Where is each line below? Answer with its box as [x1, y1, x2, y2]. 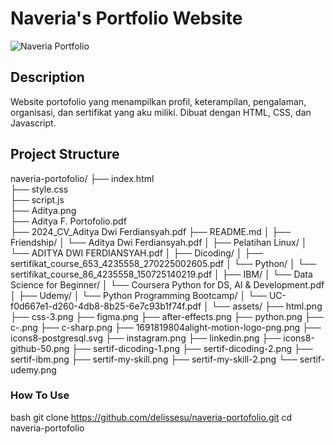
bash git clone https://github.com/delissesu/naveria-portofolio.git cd [10, 411, 292, 423]
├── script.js [10, 193, 65, 206]
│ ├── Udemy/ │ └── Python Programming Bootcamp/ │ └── [10, 289, 267, 301]
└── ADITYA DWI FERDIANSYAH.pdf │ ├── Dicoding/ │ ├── [10, 247, 264, 259]
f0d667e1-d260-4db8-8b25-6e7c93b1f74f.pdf [10, 300, 202, 312]
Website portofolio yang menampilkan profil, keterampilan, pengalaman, [10, 95, 307, 107]
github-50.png [10, 342, 70, 354]
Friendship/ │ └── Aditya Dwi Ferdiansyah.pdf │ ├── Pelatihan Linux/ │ [10, 236, 308, 248]
